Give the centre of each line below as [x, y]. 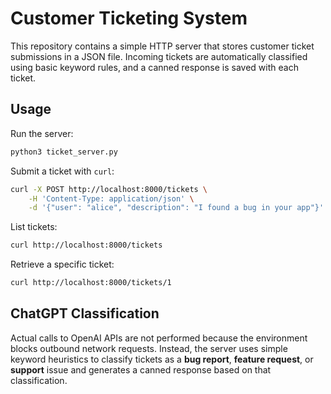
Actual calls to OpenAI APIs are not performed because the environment [159, 338]
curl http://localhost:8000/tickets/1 [91, 283]
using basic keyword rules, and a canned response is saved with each [154, 67]
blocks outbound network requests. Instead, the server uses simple [149, 348]
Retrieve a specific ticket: [62, 264]
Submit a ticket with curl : [62, 171]
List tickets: [34, 227]
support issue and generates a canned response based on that [141, 369]
